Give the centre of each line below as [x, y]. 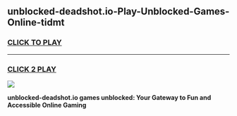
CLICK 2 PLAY [32, 69]
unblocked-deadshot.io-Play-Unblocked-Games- [119, 12]
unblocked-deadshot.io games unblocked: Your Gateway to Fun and [109, 97]
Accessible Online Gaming [47, 105]
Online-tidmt [36, 23]
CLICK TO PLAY [35, 43]
